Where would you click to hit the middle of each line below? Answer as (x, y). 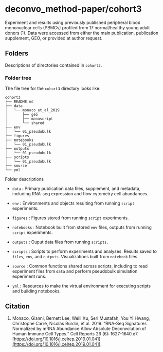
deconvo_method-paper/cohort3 (73, 9)
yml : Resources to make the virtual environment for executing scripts (81, 286)
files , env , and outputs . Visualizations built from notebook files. (75, 257)
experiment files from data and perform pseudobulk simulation (75, 271)
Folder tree (18, 78)
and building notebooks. (36, 291)
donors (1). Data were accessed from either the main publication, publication (82, 33)
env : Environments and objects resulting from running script (73, 203)
